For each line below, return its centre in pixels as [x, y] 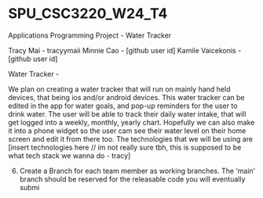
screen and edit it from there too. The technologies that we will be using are [131, 139]
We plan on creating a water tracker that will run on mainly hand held [119, 89]
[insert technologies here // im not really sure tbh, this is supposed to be [125, 147]
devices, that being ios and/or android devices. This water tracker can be [126, 97]
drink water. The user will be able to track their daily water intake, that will [127, 113]
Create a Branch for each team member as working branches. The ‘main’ [137, 171]
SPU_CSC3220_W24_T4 [88, 14]
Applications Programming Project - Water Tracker [90, 35]
